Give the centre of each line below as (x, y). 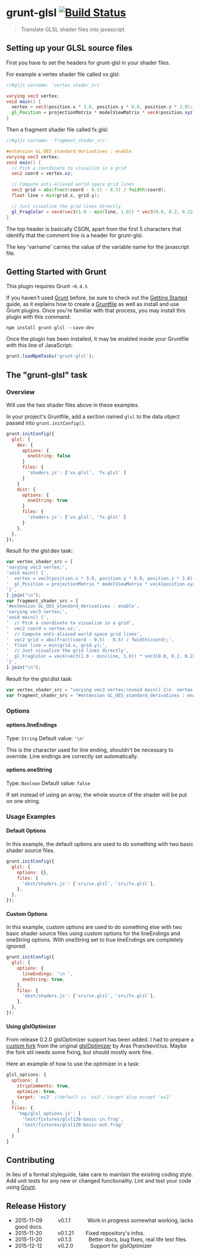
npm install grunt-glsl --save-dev (50, 328)
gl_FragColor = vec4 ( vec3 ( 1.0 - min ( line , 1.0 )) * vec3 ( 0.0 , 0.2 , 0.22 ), (105, 212)
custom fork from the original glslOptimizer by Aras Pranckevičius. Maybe (97, 1046)
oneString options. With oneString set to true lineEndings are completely (95, 940)
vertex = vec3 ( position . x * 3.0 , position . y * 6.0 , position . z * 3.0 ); (102, 107)
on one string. (23, 801)
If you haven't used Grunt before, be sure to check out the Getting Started (97, 298)
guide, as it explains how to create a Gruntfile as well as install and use (93, 304)
